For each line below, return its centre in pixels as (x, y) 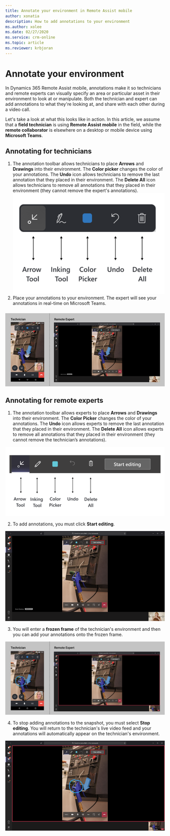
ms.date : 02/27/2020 (27, 32)
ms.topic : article (25, 43)
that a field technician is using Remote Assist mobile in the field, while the (83, 125)
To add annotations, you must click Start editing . (63, 524)
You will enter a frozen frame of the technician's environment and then (87, 629)
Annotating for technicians (49, 151)
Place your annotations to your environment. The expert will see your (84, 298)
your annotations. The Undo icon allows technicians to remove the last (86, 174)
